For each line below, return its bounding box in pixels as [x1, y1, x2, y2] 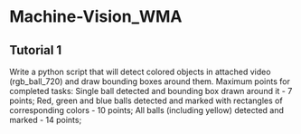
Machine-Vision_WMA [9, 6, 183, 27]
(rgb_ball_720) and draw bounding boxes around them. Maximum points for [9, 76, 291, 87]
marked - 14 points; [9, 115, 82, 125]
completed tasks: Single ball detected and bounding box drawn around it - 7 [9, 86, 293, 96]
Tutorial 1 [9, 43, 62, 58]
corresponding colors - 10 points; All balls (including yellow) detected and [9, 105, 285, 115]
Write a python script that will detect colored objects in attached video [9, 66, 271, 77]
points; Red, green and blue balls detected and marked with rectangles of [9, 95, 283, 106]
